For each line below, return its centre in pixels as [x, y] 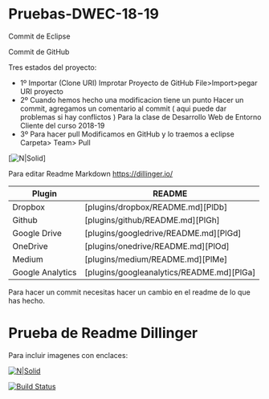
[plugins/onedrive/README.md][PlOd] [157, 246]
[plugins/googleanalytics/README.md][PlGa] [170, 272]
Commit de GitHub [39, 51]
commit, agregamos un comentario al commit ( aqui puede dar [123, 108]
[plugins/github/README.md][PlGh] [152, 220]
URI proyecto [42, 91]
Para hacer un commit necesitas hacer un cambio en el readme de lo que [129, 292]
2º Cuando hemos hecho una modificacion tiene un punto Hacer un [132, 100]
